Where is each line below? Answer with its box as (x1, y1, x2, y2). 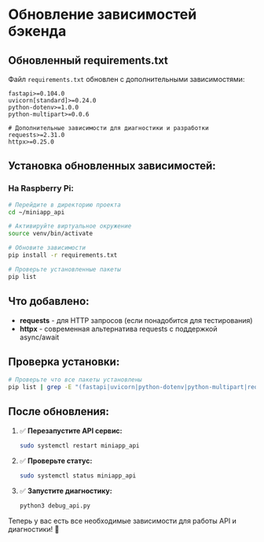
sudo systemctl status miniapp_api (19, 471, 137, 480)
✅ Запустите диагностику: (19, 486, 112, 496)
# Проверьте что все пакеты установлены (8, 376, 143, 384)
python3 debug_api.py (19, 502, 90, 510)
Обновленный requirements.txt (8, 54, 169, 67)
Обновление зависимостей (8, 6, 197, 24)
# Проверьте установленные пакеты (8, 265, 122, 273)
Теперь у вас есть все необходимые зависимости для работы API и (8, 516, 237, 525)
